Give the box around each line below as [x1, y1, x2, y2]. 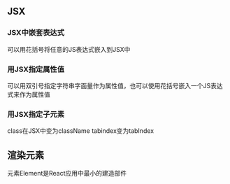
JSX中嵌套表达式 [7, 28, 65, 38]
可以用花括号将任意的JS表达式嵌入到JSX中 [7, 45, 131, 53]
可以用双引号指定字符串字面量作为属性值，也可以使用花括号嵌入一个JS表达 [7, 81, 223, 90]
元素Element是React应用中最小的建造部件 [7, 169, 127, 178]
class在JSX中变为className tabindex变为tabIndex [7, 127, 154, 135]
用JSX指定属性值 [7, 64, 65, 74]
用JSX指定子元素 [7, 109, 65, 119]
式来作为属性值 [7, 90, 50, 99]
